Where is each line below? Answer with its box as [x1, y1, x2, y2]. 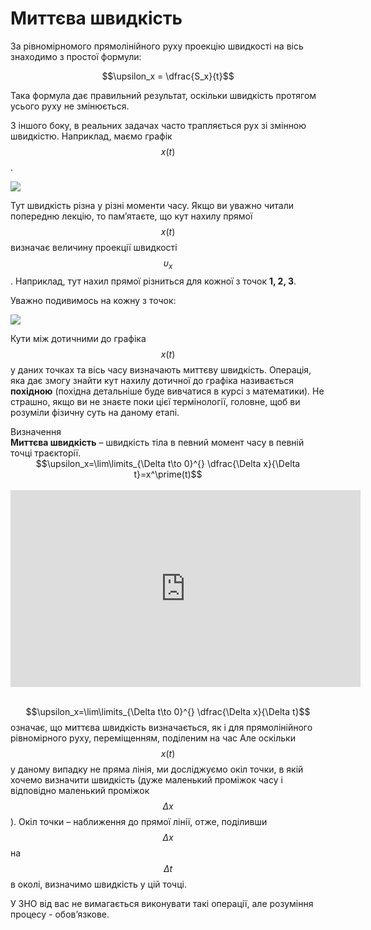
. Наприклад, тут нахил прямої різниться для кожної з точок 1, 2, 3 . [10, 275, 297, 287]
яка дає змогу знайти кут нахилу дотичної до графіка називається [10, 374, 295, 386]
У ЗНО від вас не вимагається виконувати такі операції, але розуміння [10, 897, 314, 909]
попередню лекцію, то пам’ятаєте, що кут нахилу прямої [10, 210, 253, 222]
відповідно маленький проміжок [10, 784, 150, 796]
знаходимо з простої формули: [10, 50, 142, 62]
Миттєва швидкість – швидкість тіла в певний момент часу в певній [10, 436, 305, 448]
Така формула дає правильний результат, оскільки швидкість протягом [10, 89, 317, 101]
